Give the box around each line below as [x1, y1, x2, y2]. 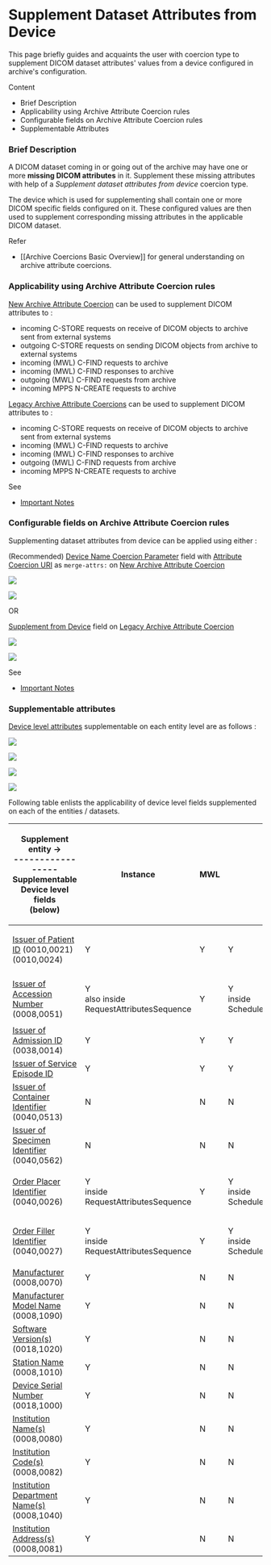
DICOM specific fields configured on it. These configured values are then [8, 203, 252, 213]
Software [12, 1324, 47, 1335]
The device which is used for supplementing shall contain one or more [8, 195, 243, 205]
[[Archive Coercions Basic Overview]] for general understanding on [19, 252, 244, 262]
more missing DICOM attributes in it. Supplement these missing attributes [8, 171, 256, 181]
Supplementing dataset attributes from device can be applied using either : [8, 535, 257, 546]
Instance [120, 869, 156, 881]
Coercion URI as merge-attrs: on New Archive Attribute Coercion [8, 559, 226, 570]
